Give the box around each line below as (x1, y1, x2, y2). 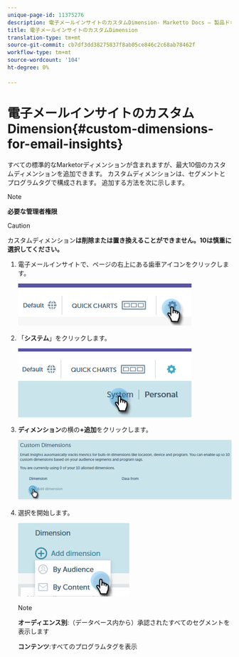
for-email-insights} (7, 136, 124, 152)
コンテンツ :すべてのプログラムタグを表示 (17, 642, 137, 651)
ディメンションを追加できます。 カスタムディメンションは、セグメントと (13, 169, 226, 178)
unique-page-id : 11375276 (7, 11, 84, 18)
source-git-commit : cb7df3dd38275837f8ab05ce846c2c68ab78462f (7, 41, 196, 49)
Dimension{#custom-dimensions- (7, 121, 214, 137)
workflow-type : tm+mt (7, 49, 72, 56)
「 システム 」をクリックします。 (17, 333, 111, 342)
